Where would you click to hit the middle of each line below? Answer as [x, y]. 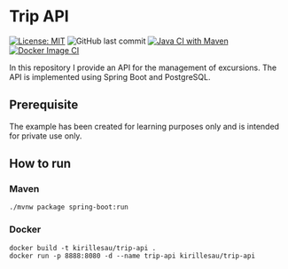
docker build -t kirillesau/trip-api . [83, 248]
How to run [40, 164]
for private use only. [46, 136]
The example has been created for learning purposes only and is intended [144, 126]
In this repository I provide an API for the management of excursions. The [143, 67]
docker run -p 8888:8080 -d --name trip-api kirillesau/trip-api [132, 256]
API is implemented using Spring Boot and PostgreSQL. [110, 76]
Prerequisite [44, 105]
